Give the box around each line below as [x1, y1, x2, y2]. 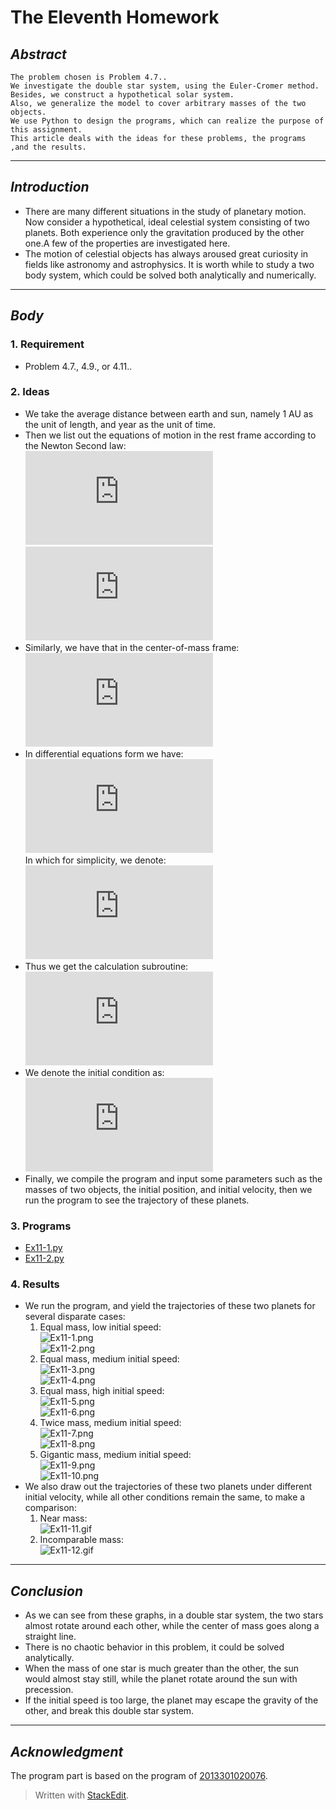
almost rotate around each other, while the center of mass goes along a [24, 1620, 320, 1632]
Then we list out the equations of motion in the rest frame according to [24, 429, 317, 441]
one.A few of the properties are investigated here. [24, 237, 231, 249]
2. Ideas [10, 385, 50, 399]
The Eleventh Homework [10, 6, 220, 29]
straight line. [24, 1631, 77, 1643]
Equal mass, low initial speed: [39, 1321, 162, 1333]
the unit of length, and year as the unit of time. [24, 418, 217, 430]
